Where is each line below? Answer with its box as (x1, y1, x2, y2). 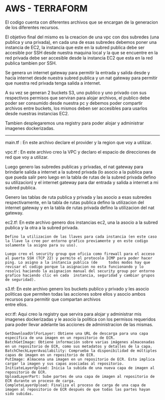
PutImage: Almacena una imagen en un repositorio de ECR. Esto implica (5, 357, 155, 362)
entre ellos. (5, 301, 28, 308)
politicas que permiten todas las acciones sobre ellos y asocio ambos (5, 291, 146, 297)
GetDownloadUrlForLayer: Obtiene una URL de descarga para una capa (5, 331, 148, 336)
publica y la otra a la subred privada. (5, 224, 79, 230)
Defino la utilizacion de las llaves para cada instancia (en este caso (5, 234, 157, 239)
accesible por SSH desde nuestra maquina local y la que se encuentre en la (5, 50, 158, 56)
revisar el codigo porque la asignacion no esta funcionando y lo (5, 264, 144, 269)
